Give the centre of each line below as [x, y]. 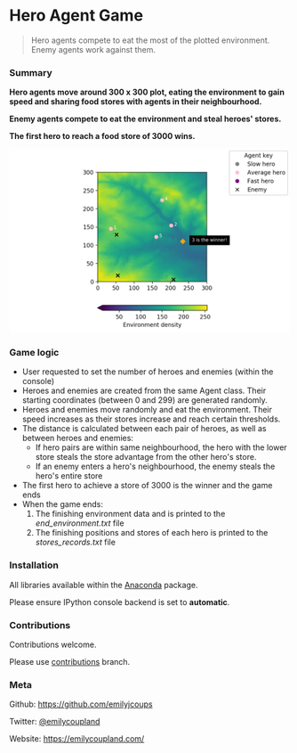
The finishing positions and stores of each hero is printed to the [152, 533]
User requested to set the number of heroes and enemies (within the [148, 372]
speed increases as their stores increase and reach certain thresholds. [151, 419]
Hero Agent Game [76, 16]
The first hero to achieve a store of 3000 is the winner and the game [147, 486]
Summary [31, 72]
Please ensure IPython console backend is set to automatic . [120, 602]
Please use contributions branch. [70, 661]
